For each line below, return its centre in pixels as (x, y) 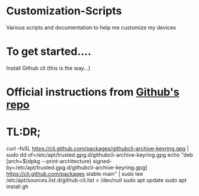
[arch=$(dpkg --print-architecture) (49, 161)
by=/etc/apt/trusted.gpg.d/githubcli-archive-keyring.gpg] (77, 167)
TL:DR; (24, 132)
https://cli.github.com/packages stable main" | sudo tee (75, 174)
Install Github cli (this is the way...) (48, 68)
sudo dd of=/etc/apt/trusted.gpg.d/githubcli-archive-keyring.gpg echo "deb (99, 155)
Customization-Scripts (64, 11)
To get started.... (49, 52)
